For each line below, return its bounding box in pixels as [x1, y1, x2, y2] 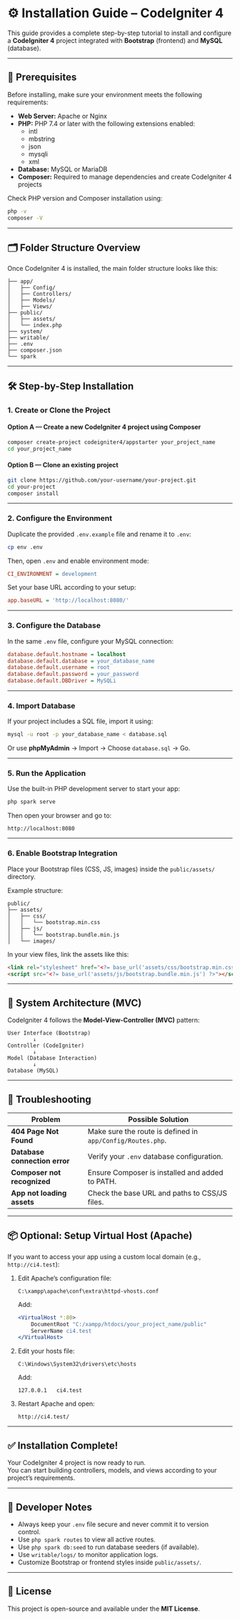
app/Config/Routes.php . [87, 1136, 166, 1146]
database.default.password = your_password [7, 670, 139, 678]
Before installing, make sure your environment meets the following [7, 90, 202, 99]
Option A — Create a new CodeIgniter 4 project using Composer [7, 423, 201, 432]
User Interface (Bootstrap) [7, 1030, 91, 1037]
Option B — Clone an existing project [7, 461, 119, 469]
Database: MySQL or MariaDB [17, 164, 108, 173]
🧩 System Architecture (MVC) [7, 997, 142, 1009]
